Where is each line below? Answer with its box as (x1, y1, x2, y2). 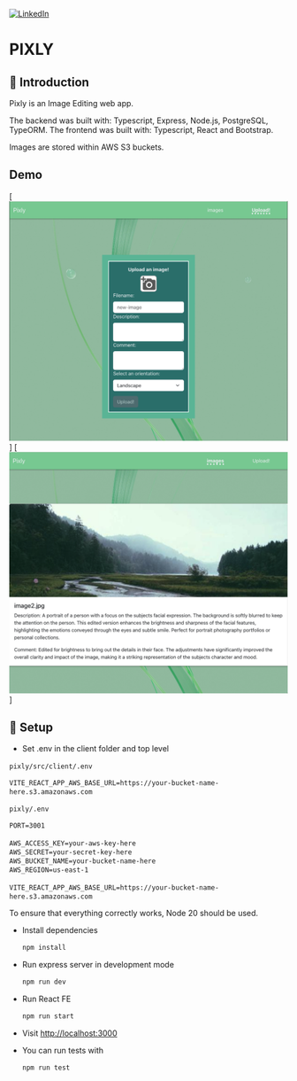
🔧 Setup (9, 719, 54, 735)
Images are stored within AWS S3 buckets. (9, 142, 164, 152)
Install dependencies (21, 925, 99, 936)
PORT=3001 (9, 821, 46, 830)
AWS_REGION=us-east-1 (9, 866, 89, 875)
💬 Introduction (9, 74, 90, 89)
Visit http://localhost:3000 (21, 1028, 118, 1038)
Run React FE (21, 993, 72, 1005)
